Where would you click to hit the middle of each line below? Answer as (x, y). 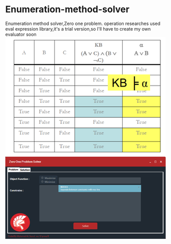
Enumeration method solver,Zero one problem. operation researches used (83, 23)
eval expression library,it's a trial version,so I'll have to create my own (78, 29)
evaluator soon (21, 34)
